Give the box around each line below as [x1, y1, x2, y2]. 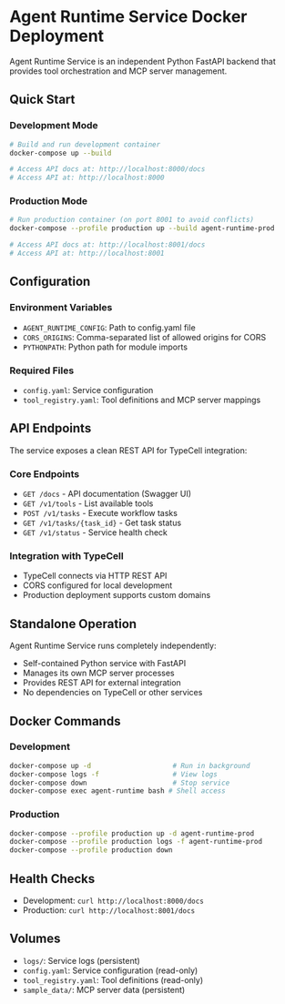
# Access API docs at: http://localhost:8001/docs [9, 240, 206, 249]
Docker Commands [9, 713, 121, 729]
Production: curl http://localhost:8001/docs [22, 905, 196, 916]
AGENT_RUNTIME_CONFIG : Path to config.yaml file [22, 321, 196, 333]
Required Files [9, 364, 75, 377]
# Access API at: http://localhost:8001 [9, 248, 166, 259]
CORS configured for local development [22, 580, 173, 591]
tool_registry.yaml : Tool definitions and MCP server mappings [22, 394, 261, 405]
